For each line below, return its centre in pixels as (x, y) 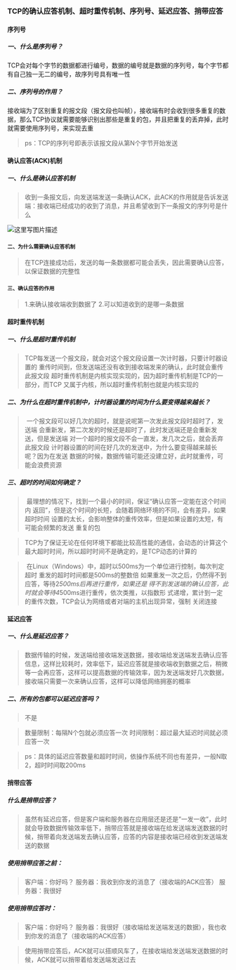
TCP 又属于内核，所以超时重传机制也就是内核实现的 (124, 384)
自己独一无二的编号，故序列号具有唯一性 (72, 74)
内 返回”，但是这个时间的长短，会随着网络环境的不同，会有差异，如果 (125, 510)
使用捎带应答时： (32, 908)
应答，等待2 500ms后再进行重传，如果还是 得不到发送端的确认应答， (123, 584)
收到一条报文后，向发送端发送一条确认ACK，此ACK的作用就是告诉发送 (126, 197)
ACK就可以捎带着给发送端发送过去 (86, 959)
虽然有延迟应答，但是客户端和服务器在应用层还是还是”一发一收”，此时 (126, 819)
